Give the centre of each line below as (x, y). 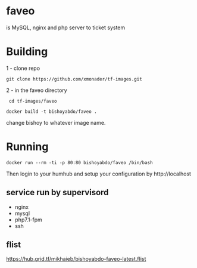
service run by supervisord (57, 192)
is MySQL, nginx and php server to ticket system (66, 27)
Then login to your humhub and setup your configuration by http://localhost (99, 174)
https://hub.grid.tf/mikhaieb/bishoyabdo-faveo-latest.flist (76, 259)
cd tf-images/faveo (33, 101)
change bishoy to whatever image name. (56, 122)
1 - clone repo (23, 68)
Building (27, 52)
